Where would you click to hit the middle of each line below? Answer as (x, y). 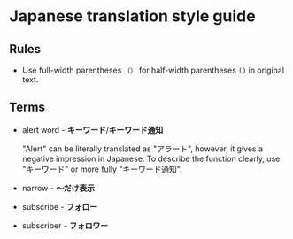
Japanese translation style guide (132, 16)
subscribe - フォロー (60, 206)
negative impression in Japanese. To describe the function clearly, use (151, 158)
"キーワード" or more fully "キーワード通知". (102, 169)
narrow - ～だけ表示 (58, 188)
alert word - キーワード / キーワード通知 (93, 129)
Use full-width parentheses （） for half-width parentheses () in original (153, 70)
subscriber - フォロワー (65, 225)
